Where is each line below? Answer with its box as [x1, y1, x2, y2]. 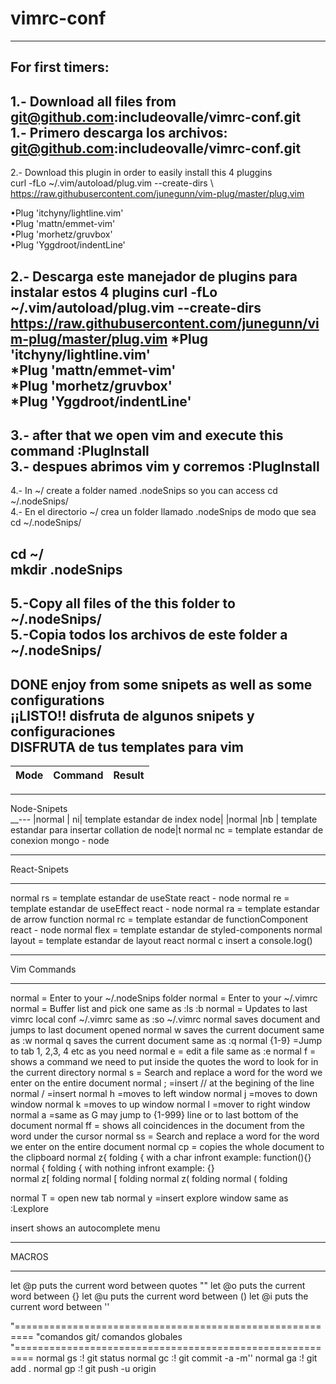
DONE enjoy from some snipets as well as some [10, 676, 313, 693]
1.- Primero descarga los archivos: [10, 124, 228, 141]
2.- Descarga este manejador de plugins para [10, 268, 298, 285]
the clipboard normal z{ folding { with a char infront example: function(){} [10, 1151, 312, 1163]
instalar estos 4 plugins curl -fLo [10, 283, 218, 301]
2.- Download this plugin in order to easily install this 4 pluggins [10, 167, 273, 179]
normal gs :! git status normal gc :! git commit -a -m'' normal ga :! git [35, 1352, 318, 1364]
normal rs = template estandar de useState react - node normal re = [10, 892, 290, 904]
